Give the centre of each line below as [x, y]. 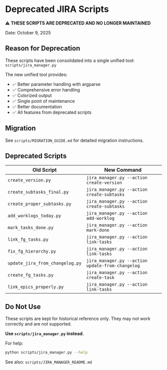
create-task [100, 278]
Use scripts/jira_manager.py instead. [45, 334]
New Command [123, 170]
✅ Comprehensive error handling [46, 90]
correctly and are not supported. [39, 324]
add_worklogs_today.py [34, 216]
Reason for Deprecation [43, 48]
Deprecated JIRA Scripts [57, 9]
